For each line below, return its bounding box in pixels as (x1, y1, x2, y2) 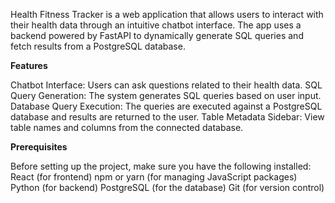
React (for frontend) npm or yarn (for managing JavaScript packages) (10, 171, 298, 183)
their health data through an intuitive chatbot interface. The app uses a (10, 19, 302, 31)
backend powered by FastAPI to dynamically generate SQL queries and (10, 30, 304, 41)
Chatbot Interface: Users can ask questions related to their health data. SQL (10, 79, 323, 91)
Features (10, 60, 48, 71)
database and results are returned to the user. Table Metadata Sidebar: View (10, 111, 325, 123)
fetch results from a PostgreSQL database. (10, 40, 186, 52)
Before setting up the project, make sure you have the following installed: (10, 160, 312, 172)
